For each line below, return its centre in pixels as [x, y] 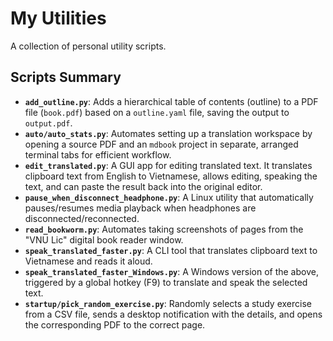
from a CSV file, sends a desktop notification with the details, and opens [173, 314]
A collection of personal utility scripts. [88, 46]
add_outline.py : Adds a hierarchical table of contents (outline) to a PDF [171, 101]
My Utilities [58, 18]
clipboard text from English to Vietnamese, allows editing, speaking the [171, 176]
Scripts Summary [66, 77]
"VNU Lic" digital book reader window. [104, 239]
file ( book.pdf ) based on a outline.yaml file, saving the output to [157, 112]
